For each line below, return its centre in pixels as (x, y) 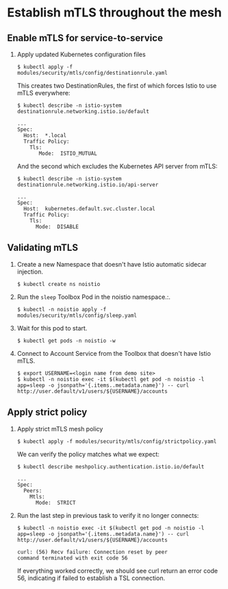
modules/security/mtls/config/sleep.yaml (77, 315)
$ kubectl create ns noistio (59, 284)
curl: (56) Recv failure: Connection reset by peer (92, 552)
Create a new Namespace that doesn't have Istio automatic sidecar (112, 264)
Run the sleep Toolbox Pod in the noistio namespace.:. (94, 297)
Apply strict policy (47, 412)
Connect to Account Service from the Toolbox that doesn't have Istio (114, 353)
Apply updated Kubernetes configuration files (81, 54)
